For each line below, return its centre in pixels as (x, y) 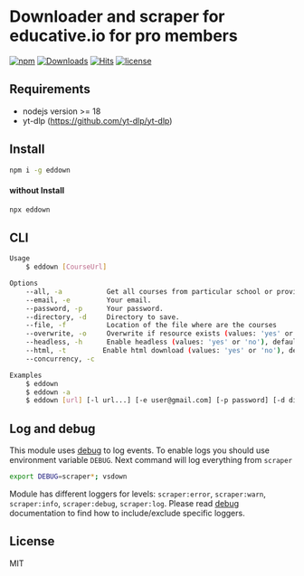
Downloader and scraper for (117, 17)
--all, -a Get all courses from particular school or (149, 291)
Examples (26, 375)
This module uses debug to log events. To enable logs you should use (139, 450)
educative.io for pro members (123, 36)
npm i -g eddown (40, 170)
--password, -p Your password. (95, 308)
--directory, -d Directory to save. (103, 317)
